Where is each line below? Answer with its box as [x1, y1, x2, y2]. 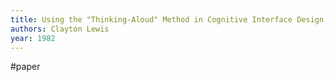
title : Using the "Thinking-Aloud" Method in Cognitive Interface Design [10, 14, 325, 25]
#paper [10, 61, 41, 73]
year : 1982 [10, 33, 56, 43]
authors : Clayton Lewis [10, 24, 110, 34]
